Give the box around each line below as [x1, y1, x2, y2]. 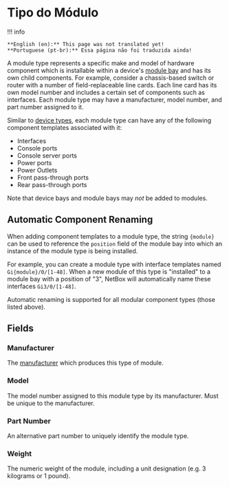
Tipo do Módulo [7, 5, 99, 21]
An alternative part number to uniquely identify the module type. [7, 432, 189, 440]
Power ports [17, 158, 52, 166]
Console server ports [17, 151, 78, 160]
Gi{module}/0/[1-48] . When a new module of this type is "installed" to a [7, 267, 211, 276]
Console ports [17, 144, 58, 152]
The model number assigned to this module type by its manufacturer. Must [7, 391, 219, 400]
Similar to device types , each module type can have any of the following [7, 116, 212, 125]
